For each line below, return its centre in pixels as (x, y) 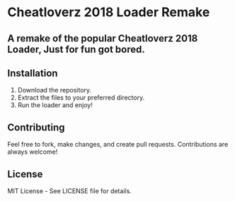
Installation (33, 73)
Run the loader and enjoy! (55, 105)
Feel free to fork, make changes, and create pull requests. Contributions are (118, 145)
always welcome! (33, 152)
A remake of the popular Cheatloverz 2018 (103, 38)
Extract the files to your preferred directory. (81, 98)
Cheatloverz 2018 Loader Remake (109, 12)
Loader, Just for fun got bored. (76, 49)
